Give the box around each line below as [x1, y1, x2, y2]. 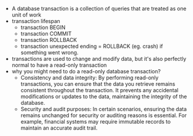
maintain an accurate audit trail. [20, 124, 98, 131]
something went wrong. [20, 49, 79, 56]
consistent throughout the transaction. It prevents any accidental [20, 87, 179, 93]
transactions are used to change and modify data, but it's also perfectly [11, 56, 186, 62]
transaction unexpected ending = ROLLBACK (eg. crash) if [20, 43, 163, 50]
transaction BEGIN [20, 24, 66, 31]
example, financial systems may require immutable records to [20, 118, 171, 125]
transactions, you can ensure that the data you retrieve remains [20, 80, 176, 88]
